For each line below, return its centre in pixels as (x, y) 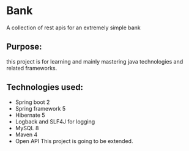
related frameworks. (32, 68)
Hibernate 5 (30, 115)
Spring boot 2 (32, 102)
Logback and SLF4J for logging (55, 121)
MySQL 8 (27, 128)
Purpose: (24, 47)
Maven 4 (26, 134)
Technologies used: (45, 87)
